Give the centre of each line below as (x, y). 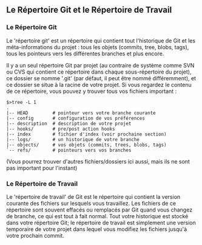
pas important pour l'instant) (42, 168)
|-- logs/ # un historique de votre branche (73, 139)
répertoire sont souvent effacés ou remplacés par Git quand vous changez (99, 210)
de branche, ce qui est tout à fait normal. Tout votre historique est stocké (97, 216)
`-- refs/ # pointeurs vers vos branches (69, 150)
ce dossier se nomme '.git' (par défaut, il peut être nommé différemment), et (101, 78)
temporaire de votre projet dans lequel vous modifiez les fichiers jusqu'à (97, 229)
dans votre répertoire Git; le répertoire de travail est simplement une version (101, 223)
